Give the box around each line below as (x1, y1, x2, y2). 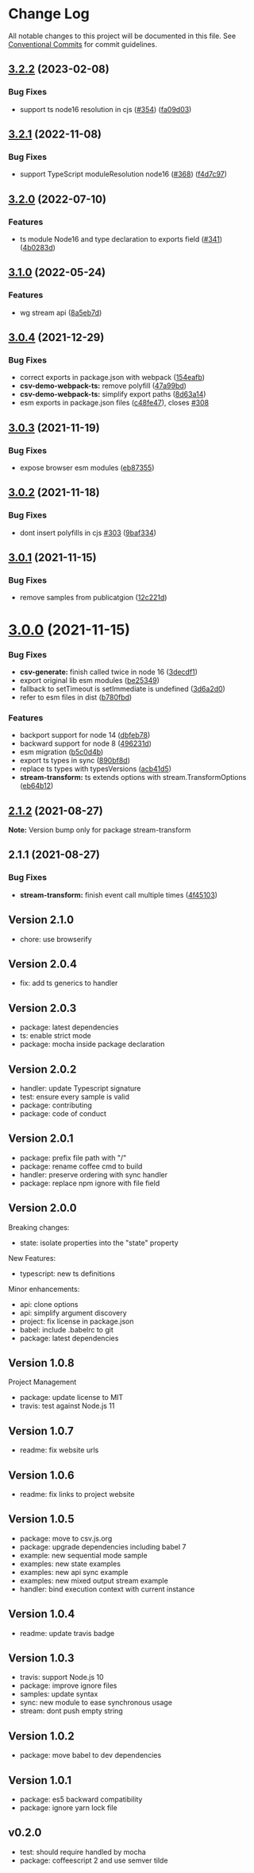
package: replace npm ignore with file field (19, 1178, 160, 1188)
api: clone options (19, 1299, 79, 1309)
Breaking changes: (8, 1222, 70, 1232)
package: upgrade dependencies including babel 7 (19, 1541, 187, 1551)
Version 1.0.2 (8, 1729, 75, 1743)
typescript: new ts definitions (19, 1269, 115, 1278)
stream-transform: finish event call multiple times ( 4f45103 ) (19, 890, 218, 899)
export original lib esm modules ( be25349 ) (19, 675, 160, 684)
